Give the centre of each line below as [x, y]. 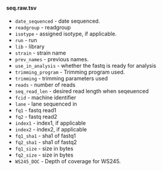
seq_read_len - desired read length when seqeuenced [82, 91]
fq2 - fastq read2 [36, 117]
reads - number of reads [45, 85]
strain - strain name [40, 53]
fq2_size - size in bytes [44, 155]
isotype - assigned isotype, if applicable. [66, 34]
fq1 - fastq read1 [36, 110]
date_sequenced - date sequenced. [58, 21]
